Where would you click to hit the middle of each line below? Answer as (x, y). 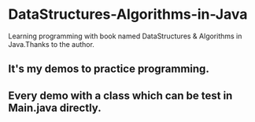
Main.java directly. (55, 108)
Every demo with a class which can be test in (120, 95)
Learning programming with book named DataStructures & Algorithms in (125, 36)
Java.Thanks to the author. (51, 44)
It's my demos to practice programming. (109, 69)
